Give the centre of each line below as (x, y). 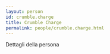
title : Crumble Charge (34, 22)
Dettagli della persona (32, 45)
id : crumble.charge (30, 17)
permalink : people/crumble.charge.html (55, 28)
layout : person (24, 11)
